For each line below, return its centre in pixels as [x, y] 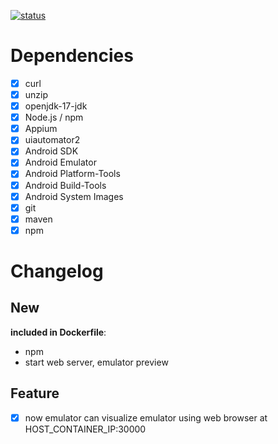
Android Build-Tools [65, 185]
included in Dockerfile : [58, 332]
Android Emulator [60, 162]
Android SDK [51, 151]
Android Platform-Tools [72, 174]
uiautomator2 [52, 140]
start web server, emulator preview [96, 362]
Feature [35, 393]
